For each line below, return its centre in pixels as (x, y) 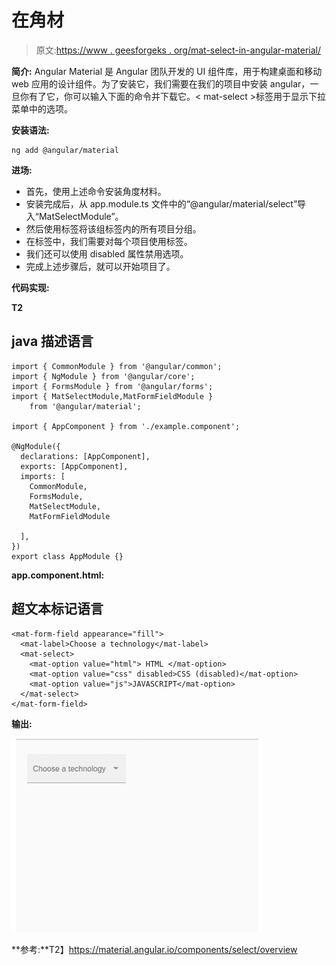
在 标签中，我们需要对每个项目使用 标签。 (109, 241)
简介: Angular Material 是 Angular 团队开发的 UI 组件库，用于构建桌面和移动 (167, 71)
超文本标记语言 (57, 609)
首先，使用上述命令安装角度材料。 (96, 191)
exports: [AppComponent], (74, 466)
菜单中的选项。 (42, 108)
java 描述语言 (52, 341)
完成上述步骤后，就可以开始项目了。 (100, 266)
